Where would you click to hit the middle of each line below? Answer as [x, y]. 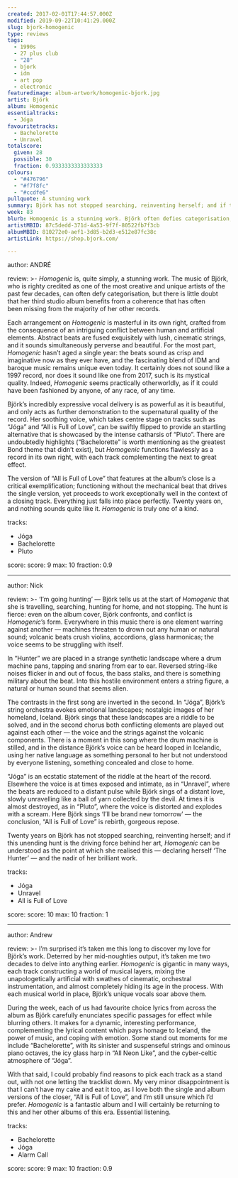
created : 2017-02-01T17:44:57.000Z [60, 14]
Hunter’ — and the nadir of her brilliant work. [73, 858]
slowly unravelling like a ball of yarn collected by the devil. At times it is [111, 799]
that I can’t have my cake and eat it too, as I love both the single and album [116, 1090]
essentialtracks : [33, 113]
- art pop [28, 80]
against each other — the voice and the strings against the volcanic [106, 733]
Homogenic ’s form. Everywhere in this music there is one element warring [115, 622]
